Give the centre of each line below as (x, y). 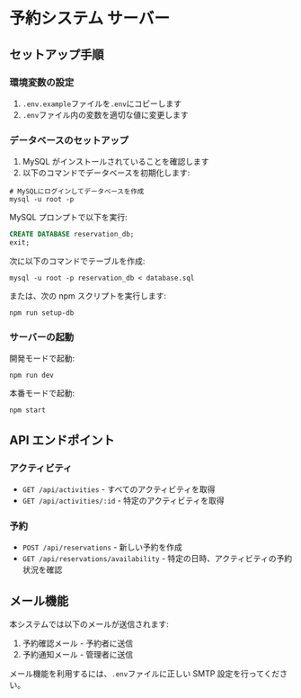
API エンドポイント (62, 440)
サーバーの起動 (42, 336)
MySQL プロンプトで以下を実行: (68, 218)
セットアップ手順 (57, 54)
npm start (28, 410)
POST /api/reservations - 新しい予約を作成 (102, 547)
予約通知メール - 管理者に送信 (78, 655)
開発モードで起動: (42, 358)
